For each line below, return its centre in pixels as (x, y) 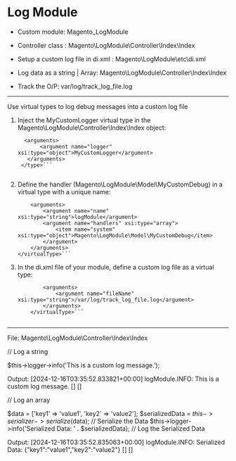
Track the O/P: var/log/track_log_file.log (75, 86)
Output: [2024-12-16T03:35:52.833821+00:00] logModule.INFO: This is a (113, 379)
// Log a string (28, 351)
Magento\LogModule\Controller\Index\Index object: (92, 127)
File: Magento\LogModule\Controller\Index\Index (78, 338)
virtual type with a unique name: (64, 191)
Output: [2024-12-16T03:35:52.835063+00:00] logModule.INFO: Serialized (116, 442)
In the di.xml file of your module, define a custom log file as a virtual (116, 267)
